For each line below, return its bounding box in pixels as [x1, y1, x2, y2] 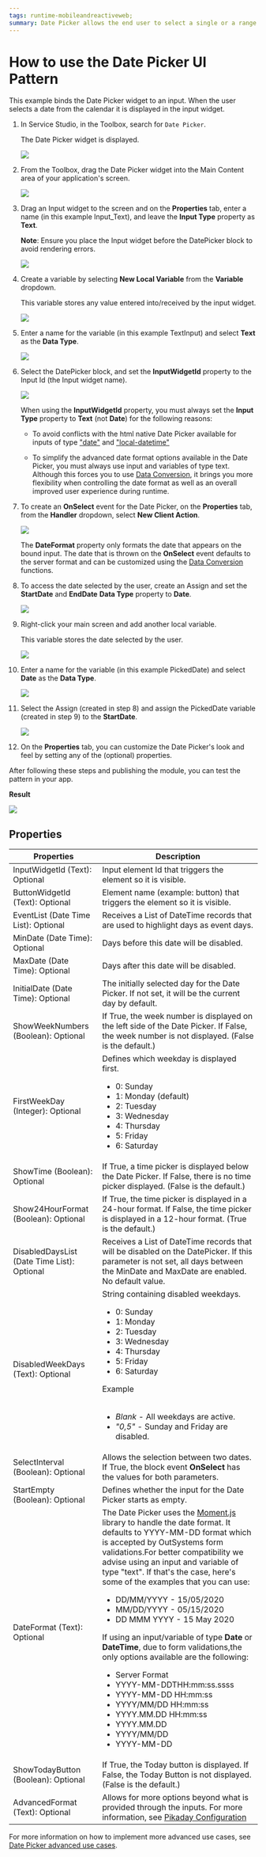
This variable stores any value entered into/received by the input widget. [20, 298, 257, 308]
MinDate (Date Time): [13, 933, 93, 944]
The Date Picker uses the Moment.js [102, 1507, 236, 1518]
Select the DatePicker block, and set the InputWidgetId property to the [20, 367, 252, 377]
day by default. [102, 998, 158, 1009]
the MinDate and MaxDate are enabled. [102, 1266, 247, 1277]
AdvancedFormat [13, 1797, 77, 1808]
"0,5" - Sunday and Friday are [114, 1421, 228, 1432]
